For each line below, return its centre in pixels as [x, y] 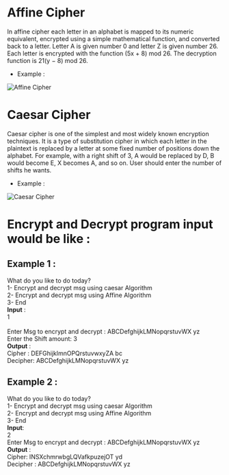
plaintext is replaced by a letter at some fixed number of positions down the [113, 148]
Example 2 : [32, 382]
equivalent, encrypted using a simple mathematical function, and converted [113, 38]
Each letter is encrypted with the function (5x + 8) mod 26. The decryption [112, 53]
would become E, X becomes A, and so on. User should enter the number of [114, 163]
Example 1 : [31, 264]
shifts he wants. [29, 170]
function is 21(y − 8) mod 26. [48, 60]
